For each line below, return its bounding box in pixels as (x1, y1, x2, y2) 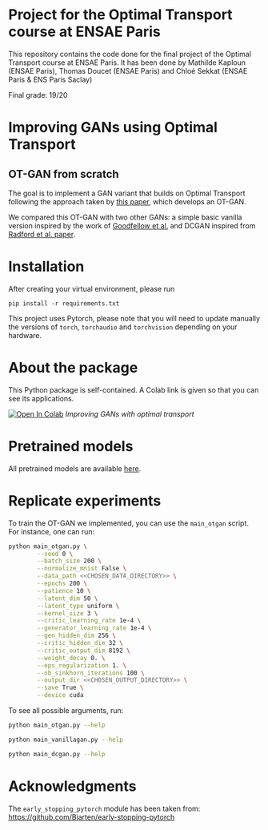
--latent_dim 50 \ (37, 594, 98, 602)
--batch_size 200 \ (37, 557, 102, 566)
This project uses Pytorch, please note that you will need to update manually (8, 313, 261, 323)
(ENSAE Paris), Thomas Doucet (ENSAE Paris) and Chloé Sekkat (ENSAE (8, 66, 248, 75)
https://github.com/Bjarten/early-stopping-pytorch (8, 812, 175, 822)
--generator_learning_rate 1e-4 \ (37, 624, 152, 632)
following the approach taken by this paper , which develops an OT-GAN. (8, 196, 246, 206)
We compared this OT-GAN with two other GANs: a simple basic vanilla (8, 212, 242, 222)
